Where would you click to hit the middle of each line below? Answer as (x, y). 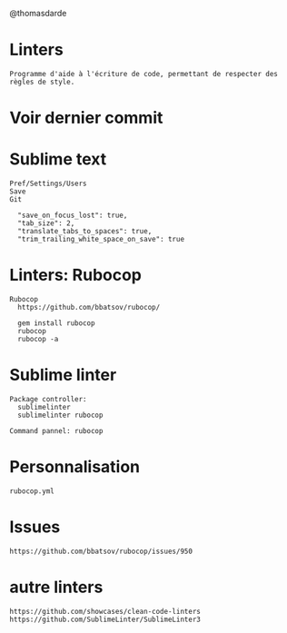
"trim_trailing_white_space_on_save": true (101, 240)
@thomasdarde (38, 13)
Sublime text (58, 159)
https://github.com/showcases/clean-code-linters (105, 611)
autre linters (56, 587)
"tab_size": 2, (46, 223)
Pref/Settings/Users (49, 184)
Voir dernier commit (86, 118)
